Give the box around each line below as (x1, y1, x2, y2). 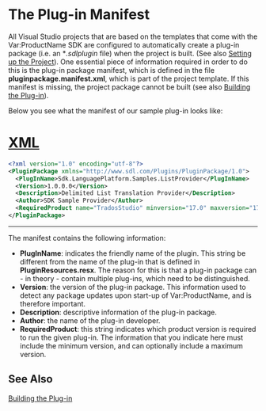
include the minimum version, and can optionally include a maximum (19, 341, 243, 350)
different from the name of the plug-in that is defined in (19, 257, 200, 266)
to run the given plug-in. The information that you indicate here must (19, 333, 244, 342)
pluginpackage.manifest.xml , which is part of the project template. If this (8, 74, 249, 83)
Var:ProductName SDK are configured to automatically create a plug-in (8, 40, 240, 49)
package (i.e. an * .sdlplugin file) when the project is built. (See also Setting (8, 48, 252, 58)
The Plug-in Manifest (8, 6, 150, 24)
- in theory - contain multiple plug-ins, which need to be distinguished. (19, 273, 251, 283)
